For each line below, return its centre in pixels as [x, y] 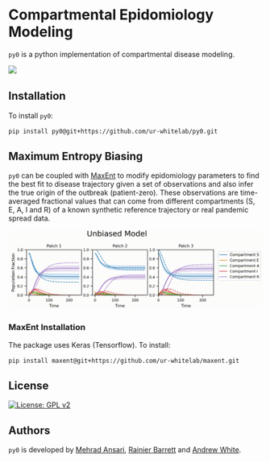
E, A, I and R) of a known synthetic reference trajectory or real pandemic [129, 210]
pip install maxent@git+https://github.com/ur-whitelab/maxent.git [124, 361]
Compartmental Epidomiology [111, 15]
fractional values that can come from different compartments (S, [148, 201]
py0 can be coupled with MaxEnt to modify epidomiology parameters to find [134, 175]
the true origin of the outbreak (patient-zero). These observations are [124, 193]
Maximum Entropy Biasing [76, 157]
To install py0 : [31, 115]
